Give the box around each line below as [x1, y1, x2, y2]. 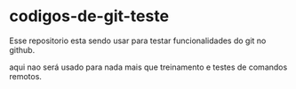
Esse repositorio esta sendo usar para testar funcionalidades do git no [9, 35, 267, 46]
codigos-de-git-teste [9, 6, 170, 26]
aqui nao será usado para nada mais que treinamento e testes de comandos [9, 62, 288, 72]
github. [9, 44, 36, 55]
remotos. [9, 70, 43, 81]
